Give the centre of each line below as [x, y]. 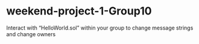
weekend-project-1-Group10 [79, 11]
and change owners [31, 34]
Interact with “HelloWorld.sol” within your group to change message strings [100, 28]
